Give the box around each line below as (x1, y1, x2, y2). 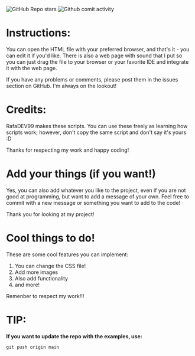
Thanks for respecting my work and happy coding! (6, 146, 129, 153)
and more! (14, 281, 40, 288)
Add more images (14, 269, 58, 276)
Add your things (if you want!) (6, 167, 157, 181)
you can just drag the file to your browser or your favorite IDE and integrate (6, 58, 189, 65)
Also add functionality (14, 275, 69, 282)
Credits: (6, 103, 47, 116)
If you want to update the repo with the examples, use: (6, 332, 143, 339)
